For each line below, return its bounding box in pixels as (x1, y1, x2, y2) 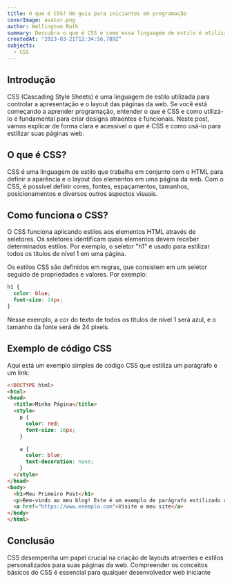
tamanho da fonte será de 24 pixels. (7, 322, 110, 331)
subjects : (7, 42, 36, 49)
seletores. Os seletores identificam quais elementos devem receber (7, 235, 199, 244)
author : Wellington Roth (7, 23, 79, 30)
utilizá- (203, 107, 224, 115)
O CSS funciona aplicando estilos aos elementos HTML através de (7, 228, 196, 236)
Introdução (7, 74, 56, 86)
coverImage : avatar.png (7, 17, 76, 23)
